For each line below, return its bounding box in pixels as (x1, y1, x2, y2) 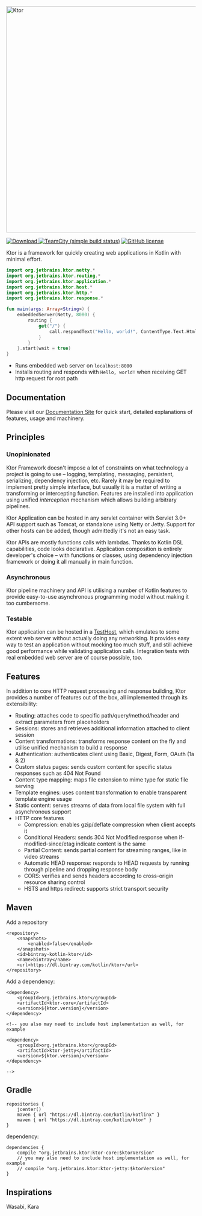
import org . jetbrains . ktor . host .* (6, 284, 93, 290)
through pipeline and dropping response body (23, 866, 138, 873)
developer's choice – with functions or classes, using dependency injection (6, 552, 193, 559)
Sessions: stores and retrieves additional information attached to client (14, 725, 190, 732)
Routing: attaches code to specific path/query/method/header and (14, 712, 180, 719)
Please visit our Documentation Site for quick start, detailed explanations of (6, 408, 193, 415)
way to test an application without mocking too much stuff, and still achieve (6, 641, 193, 648)
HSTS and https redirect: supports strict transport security (23, 885, 169, 893)
